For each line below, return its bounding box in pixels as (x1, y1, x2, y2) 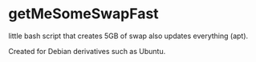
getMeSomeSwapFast (8, 5, 159, 23)
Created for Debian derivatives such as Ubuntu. (8, 46, 166, 56)
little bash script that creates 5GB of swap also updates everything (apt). (8, 31, 249, 41)
